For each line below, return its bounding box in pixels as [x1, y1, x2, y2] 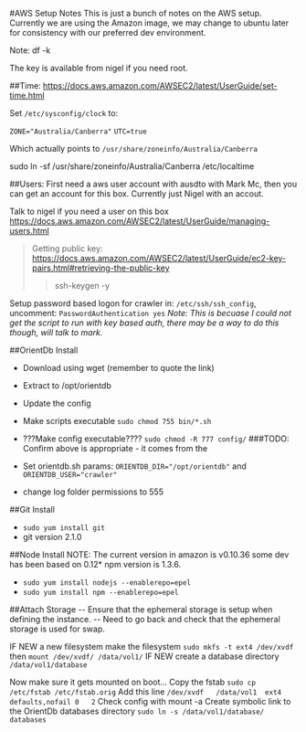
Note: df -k [9, 45, 51, 56]
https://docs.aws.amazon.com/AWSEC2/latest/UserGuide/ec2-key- [31, 253, 287, 263]
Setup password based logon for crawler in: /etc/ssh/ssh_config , [9, 298, 258, 309]
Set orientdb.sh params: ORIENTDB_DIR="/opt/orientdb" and [22, 461, 247, 472]
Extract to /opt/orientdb [22, 380, 111, 391]
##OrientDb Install [9, 345, 79, 355]
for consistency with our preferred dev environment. [9, 27, 206, 37]
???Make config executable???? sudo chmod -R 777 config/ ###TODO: [22, 433, 290, 444]
